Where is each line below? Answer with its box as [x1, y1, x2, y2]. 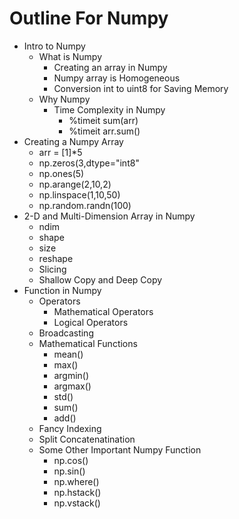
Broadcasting [38, 327, 94, 339]
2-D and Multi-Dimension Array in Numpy [23, 210, 196, 222]
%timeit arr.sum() [68, 125, 141, 137]
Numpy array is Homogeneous [53, 72, 181, 84]
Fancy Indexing [38, 422, 102, 434]
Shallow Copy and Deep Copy [38, 273, 163, 286]
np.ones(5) [38, 167, 85, 179]
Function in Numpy [23, 284, 102, 296]
